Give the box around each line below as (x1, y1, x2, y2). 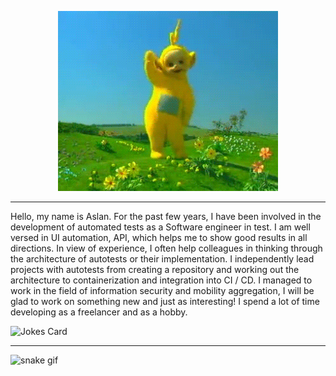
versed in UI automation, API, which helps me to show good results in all (10, 232, 308, 243)
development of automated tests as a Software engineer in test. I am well (10, 221, 311, 233)
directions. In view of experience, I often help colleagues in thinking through (10, 242, 323, 254)
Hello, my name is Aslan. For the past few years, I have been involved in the (10, 211, 322, 222)
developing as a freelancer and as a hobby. (10, 306, 188, 318)
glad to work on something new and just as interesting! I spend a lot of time (10, 296, 320, 307)
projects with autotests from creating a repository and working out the (10, 264, 300, 275)
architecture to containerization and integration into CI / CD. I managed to (10, 274, 313, 286)
